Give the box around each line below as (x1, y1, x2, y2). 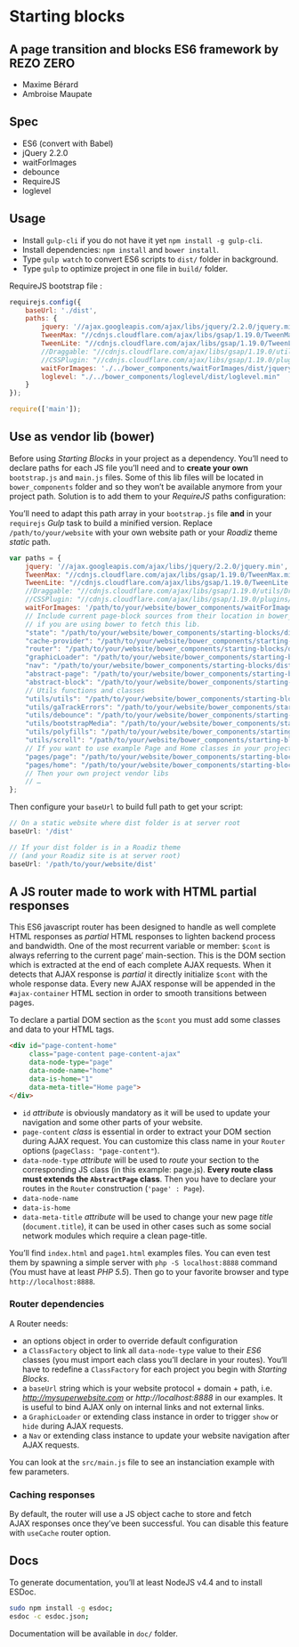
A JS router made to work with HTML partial (9, 884, 257, 899)
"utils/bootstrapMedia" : (25, 719, 117, 728)
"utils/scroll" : (25, 736, 86, 745)
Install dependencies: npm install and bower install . (21, 244, 220, 255)
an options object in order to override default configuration (21, 1335, 238, 1346)
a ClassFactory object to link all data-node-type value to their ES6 (21, 1344, 262, 1355)
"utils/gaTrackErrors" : (25, 702, 114, 711)
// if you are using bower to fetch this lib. (25, 620, 201, 629)
